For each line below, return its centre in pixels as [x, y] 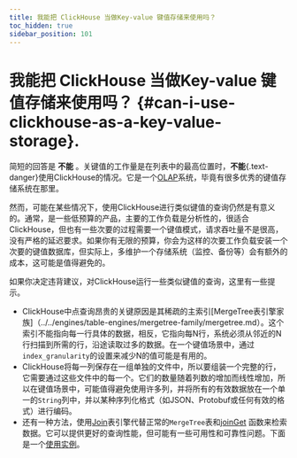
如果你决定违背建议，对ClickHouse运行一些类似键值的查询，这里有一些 [138, 282]
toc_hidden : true [41, 26]
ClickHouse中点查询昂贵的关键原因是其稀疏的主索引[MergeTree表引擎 [149, 312]
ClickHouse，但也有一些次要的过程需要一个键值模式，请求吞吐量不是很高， [146, 229]
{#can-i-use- [186, 102]
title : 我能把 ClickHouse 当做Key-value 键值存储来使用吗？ [113, 17]
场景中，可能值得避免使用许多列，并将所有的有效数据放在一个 [165, 389]
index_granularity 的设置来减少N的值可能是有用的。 [117, 356]
